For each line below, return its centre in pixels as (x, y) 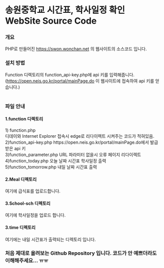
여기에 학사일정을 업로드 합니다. (35, 215)
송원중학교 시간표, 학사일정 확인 (65, 10)
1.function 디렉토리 (24, 119)
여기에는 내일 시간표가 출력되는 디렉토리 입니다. (50, 239)
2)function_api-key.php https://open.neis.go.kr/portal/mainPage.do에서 (77, 142)
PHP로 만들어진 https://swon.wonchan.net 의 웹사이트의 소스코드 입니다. (76, 49)
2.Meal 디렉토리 (21, 179)
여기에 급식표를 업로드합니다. (33, 191)
